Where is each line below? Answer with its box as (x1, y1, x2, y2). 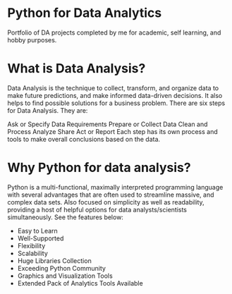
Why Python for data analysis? (7, 160, 192, 176)
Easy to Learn (17, 226, 58, 235)
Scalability (17, 249, 48, 257)
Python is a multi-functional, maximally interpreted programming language (7, 183, 224, 191)
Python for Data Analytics (7, 5, 162, 21)
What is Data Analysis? (7, 61, 146, 77)
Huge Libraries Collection (17, 256, 92, 265)
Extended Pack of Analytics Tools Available (17, 278, 143, 287)
